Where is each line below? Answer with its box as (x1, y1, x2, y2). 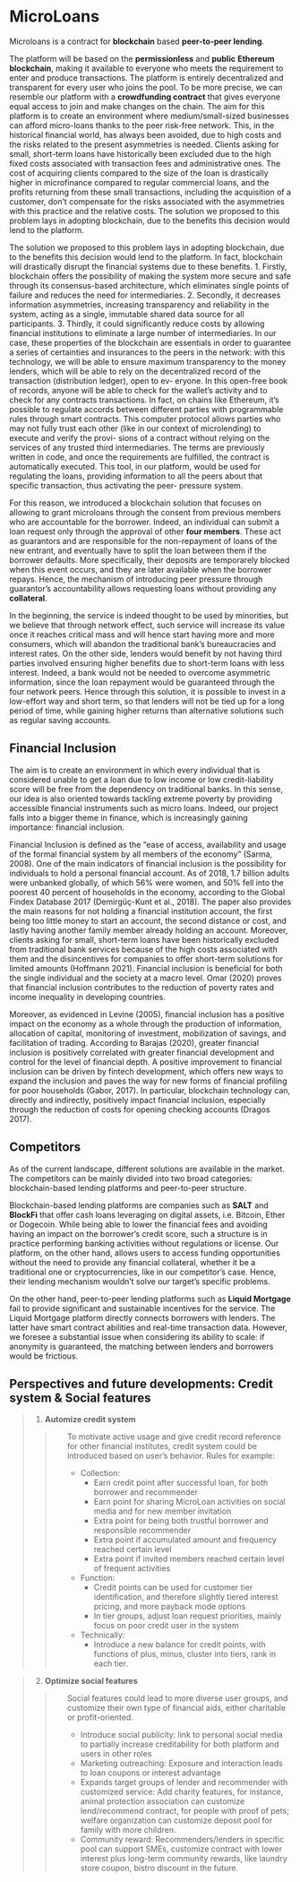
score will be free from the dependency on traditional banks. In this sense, (9, 783, 284, 794)
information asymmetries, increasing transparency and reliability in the (9, 298, 270, 310)
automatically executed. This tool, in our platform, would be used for (9, 461, 261, 471)
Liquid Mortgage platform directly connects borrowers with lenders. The (9, 1312, 276, 1323)
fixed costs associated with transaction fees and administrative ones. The (9, 158, 281, 168)
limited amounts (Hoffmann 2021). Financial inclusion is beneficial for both (9, 963, 283, 973)
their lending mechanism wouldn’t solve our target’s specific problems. (9, 1275, 270, 1287)
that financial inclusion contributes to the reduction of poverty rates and (9, 981, 275, 992)
